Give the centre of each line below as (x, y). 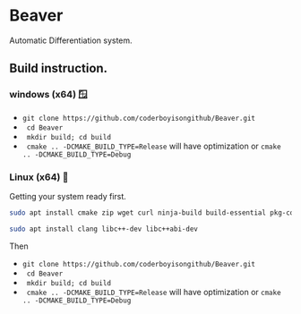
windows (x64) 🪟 (48, 95)
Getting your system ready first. (68, 196)
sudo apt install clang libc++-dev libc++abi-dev (104, 229)
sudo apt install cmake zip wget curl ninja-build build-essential (138, 212)
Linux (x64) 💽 (39, 177)
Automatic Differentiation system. (71, 40)
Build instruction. (59, 68)
